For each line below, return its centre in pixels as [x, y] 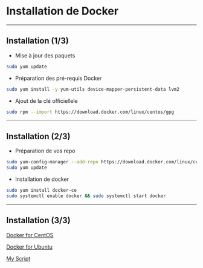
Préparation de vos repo [45, 151]
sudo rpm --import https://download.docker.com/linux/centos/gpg [90, 112]
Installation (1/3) [38, 41]
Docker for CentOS [30, 235]
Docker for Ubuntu [30, 247]
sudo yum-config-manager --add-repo [52, 162]
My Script [18, 258]
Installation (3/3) [38, 221]
